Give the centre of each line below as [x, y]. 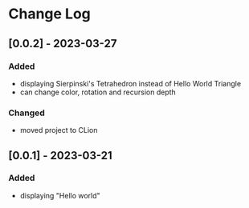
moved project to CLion [59, 130]
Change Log [49, 14]
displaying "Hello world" [60, 195]
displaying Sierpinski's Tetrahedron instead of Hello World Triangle [131, 83]
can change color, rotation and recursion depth [98, 92]
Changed [27, 113]
